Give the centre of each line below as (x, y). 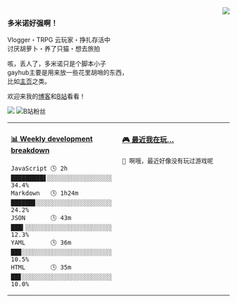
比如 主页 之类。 (29, 81)
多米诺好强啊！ (33, 23)
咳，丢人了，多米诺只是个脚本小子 (57, 64)
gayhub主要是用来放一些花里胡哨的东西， (68, 73)
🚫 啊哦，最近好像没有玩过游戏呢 (168, 161)
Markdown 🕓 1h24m (45, 193)
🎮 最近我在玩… (148, 139)
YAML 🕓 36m (41, 242)
